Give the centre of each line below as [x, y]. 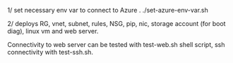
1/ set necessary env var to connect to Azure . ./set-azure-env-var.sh [108, 10]
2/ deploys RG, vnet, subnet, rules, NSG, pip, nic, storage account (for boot [116, 23]
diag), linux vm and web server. [53, 31]
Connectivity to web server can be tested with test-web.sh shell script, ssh [116, 44]
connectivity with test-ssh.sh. [50, 52]
